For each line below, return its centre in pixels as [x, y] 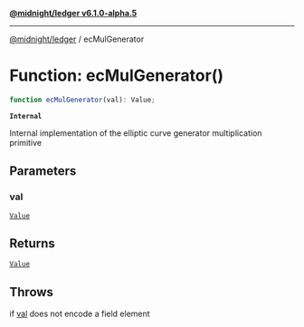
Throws [32, 292]
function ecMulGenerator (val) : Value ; [82, 100]
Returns [33, 243]
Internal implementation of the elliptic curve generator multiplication [136, 133]
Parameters [43, 171]
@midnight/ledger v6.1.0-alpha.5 [73, 13]
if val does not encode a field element [80, 314]
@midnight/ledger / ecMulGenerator [77, 39]
